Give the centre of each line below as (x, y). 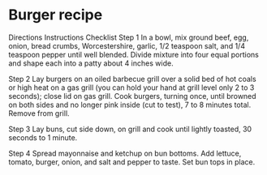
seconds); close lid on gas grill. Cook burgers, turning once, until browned (133, 96)
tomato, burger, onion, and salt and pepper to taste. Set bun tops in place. (132, 162)
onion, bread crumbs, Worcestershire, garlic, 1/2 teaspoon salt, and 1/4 (127, 45)
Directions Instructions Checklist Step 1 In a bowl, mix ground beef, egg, (129, 37)
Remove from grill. (39, 113)
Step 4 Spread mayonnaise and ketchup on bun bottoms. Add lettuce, (125, 153)
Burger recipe (56, 15)
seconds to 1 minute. (43, 137)
